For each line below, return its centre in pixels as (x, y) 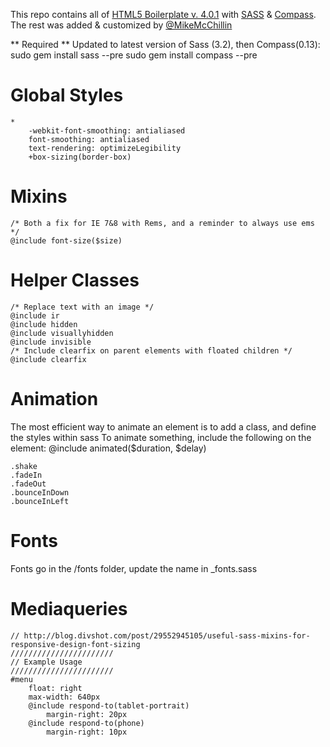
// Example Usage (46, 662)
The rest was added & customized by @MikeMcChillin (121, 25)
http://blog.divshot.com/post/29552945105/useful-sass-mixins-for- (167, 635)
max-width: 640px (64, 697)
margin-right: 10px (87, 732)
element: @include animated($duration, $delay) (108, 448)
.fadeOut (28, 484)
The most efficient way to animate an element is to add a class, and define (163, 426)
